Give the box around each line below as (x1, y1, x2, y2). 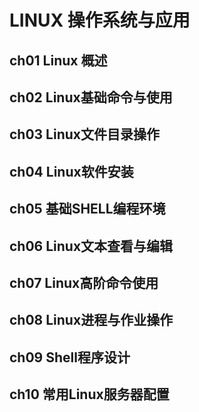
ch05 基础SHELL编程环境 (9, 201, 166, 218)
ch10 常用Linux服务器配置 (9, 386, 170, 403)
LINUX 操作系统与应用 (9, 9, 191, 32)
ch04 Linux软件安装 (9, 163, 134, 180)
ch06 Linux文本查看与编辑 (9, 237, 174, 255)
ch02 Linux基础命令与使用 (9, 89, 173, 106)
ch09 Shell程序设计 (9, 349, 131, 366)
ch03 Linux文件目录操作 (9, 126, 161, 143)
